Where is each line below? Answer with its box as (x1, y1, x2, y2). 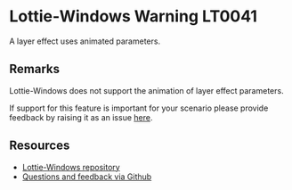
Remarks (9, 62, 61, 77)
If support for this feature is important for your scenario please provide (9, 103, 269, 113)
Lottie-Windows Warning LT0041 (9, 6, 258, 27)
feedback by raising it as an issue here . (9, 112, 153, 122)
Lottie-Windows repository (21, 161, 120, 172)
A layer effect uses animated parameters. (9, 36, 161, 46)
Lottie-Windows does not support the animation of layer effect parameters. (9, 85, 284, 95)
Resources (9, 138, 70, 153)
